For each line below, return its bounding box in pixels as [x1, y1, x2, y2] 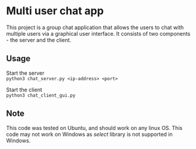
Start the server [6, 69, 45, 77]
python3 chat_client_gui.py [6, 92, 76, 99]
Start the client [6, 86, 43, 93]
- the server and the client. [6, 36, 71, 43]
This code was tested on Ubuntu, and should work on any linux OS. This [6, 124, 183, 131]
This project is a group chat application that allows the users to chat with [6, 24, 184, 31]
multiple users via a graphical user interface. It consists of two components [6, 30, 191, 37]
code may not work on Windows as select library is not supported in [6, 131, 173, 138]
